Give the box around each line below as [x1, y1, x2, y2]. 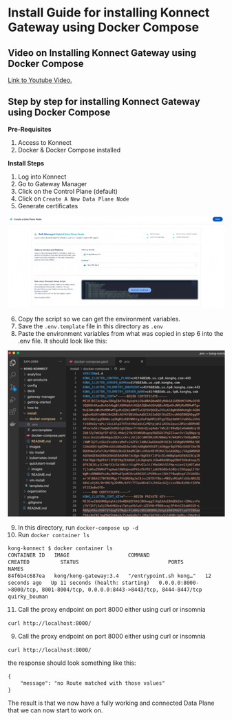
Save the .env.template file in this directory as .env [17, 322, 164, 330]
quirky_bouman [8, 593, 49, 600]
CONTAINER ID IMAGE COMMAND [8, 552, 150, 559]
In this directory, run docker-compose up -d [17, 523, 138, 532]
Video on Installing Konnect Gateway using [8, 47, 197, 59]
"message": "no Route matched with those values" [20, 680, 166, 687]
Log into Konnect [17, 172, 67, 181]
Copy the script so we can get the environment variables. [17, 315, 181, 323]
